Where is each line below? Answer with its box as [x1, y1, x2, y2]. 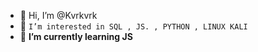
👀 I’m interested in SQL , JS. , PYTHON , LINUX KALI [19, 20, 248, 32]
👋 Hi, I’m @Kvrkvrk [19, 10, 98, 21]
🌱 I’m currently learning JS [19, 31, 133, 42]
